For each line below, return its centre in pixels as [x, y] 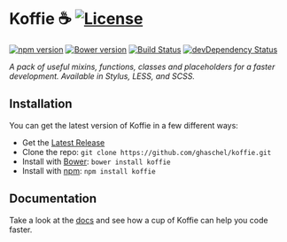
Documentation [53, 199]
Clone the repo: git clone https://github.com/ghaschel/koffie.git [147, 152]
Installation [41, 104]
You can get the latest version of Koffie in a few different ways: [124, 125]
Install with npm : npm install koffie [89, 170]
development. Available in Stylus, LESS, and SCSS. [102, 76]
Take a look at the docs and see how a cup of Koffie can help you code [139, 220]
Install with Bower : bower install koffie [96, 161]
